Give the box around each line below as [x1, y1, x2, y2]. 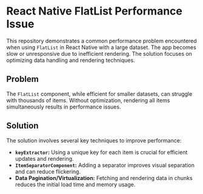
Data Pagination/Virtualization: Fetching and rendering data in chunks [15, 174, 193, 181]
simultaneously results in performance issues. [6, 103, 121, 110]
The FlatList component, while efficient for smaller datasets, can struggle [6, 90, 193, 98]
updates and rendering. [15, 155, 74, 162]
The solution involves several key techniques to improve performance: [6, 136, 182, 144]
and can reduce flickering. [15, 168, 81, 175]
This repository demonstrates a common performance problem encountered [6, 37, 197, 44]
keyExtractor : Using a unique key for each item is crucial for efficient [15, 149, 188, 156]
